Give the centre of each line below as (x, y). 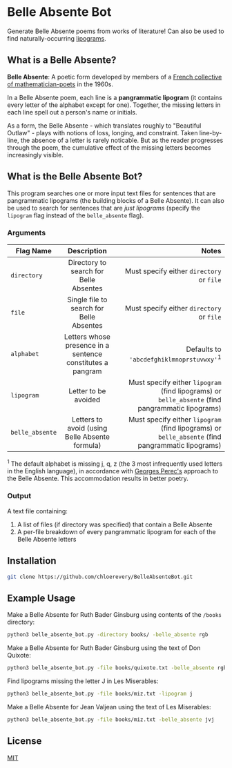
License (25, 741)
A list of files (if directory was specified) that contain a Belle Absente (115, 524)
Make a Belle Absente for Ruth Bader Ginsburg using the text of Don (104, 648)
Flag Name (33, 250)
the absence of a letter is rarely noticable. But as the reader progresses (122, 140)
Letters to (87, 420)
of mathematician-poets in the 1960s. (60, 84)
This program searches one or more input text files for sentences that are (112, 193)
